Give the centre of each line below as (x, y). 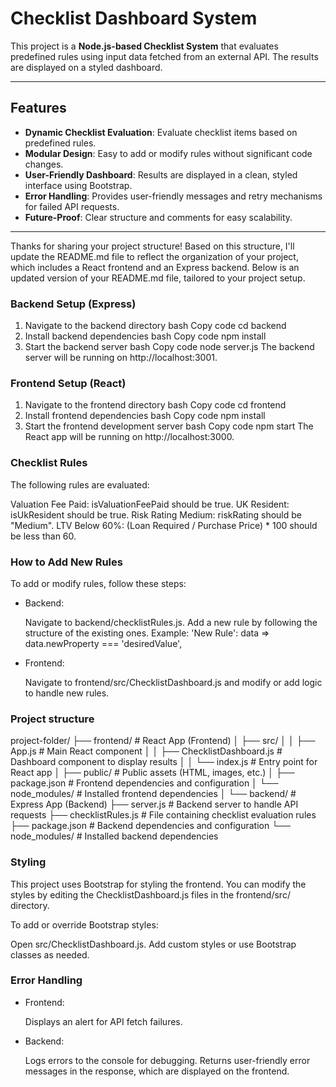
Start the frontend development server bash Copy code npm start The (169, 426)
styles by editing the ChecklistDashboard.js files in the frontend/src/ (150, 894)
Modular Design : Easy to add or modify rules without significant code (168, 153)
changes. (44, 164)
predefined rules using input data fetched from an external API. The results (164, 56)
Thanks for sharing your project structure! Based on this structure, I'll (152, 246)
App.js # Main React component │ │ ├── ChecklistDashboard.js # (146, 751)
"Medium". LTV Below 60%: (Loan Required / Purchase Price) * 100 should (164, 525)
